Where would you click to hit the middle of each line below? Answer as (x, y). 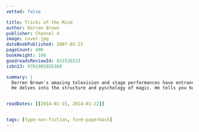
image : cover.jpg (28, 39)
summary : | (20, 77)
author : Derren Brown (33, 28)
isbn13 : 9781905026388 (34, 66)
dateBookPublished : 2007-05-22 (45, 44)
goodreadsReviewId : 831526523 (44, 61)
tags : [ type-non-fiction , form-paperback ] (59, 120)
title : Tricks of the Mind (39, 22)
